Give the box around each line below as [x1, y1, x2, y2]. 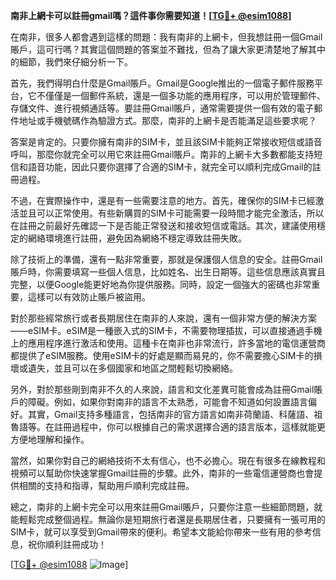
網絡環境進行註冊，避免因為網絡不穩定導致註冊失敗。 [27, 232, 247, 244]
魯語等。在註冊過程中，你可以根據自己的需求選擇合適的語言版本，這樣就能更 [10, 421, 326, 433]
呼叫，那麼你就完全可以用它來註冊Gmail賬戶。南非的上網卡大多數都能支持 [10, 149, 315, 160]
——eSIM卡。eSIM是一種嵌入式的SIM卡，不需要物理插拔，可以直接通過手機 [10, 325, 323, 336]
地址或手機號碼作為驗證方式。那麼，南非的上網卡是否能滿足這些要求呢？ [18, 115, 317, 126]
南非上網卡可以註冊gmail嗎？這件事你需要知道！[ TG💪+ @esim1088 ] [10, 10, 292, 21]
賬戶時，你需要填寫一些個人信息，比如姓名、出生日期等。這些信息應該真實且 [10, 266, 326, 278]
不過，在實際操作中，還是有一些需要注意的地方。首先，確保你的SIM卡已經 [10, 195, 316, 206]
